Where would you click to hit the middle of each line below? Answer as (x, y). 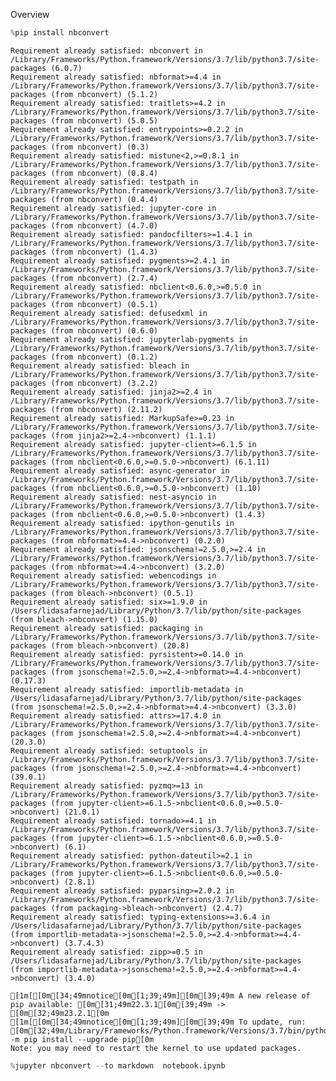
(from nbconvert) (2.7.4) (104, 278)
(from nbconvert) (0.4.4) (104, 199)
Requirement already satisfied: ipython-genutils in (122, 523)
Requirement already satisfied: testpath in (104, 182)
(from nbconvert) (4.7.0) (104, 225)
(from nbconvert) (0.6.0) (104, 330)
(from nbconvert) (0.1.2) (104, 357)
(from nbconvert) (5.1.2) (104, 94)
